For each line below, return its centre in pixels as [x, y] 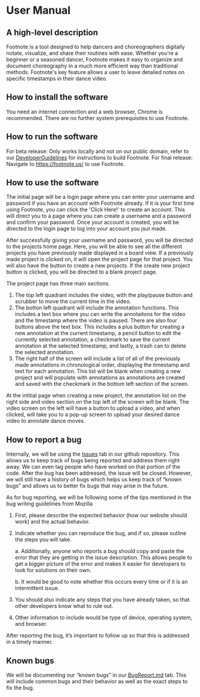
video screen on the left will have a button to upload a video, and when [93, 408]
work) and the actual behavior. [52, 522]
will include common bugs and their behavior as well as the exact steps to [97, 681]
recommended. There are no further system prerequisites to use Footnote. [98, 118]
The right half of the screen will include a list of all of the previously [98, 358]
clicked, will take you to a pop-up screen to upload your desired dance [93, 414]
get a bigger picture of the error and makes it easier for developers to [100, 564]
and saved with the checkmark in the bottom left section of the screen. [102, 384]
